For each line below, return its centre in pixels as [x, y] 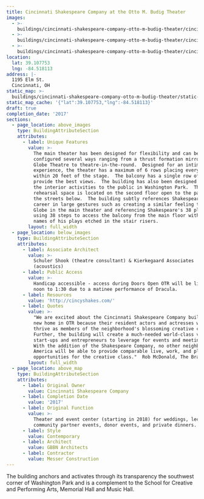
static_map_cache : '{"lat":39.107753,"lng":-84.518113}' [80, 102]
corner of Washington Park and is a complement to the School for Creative [100, 483]
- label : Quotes [43, 306]
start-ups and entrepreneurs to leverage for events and [107, 340]
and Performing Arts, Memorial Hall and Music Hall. [70, 489]
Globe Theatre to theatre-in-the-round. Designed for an [108, 165]
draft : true [21, 108]
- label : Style [42, 431]
